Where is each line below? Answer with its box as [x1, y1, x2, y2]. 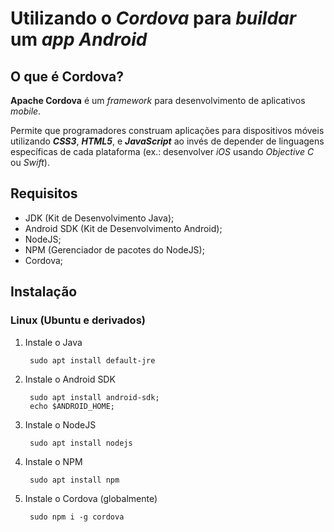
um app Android [10, 28, 148, 51]
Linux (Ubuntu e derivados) [10, 313, 146, 327]
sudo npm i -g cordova [29, 512, 125, 522]
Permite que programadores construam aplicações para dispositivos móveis [10, 125, 325, 136]
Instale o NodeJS [24, 418, 97, 431]
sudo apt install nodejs [29, 438, 133, 448]
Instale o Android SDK [24, 373, 116, 385]
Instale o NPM [24, 455, 83, 467]
